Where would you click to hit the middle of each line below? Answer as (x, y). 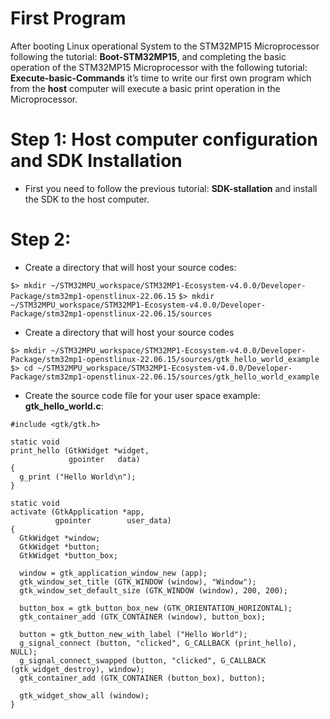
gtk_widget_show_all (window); (84, 695)
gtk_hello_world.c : (64, 406)
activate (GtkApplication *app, (77, 512)
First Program (68, 18)
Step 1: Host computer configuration (164, 139)
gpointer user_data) (113, 520)
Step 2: (41, 239)
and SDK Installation (96, 161)
